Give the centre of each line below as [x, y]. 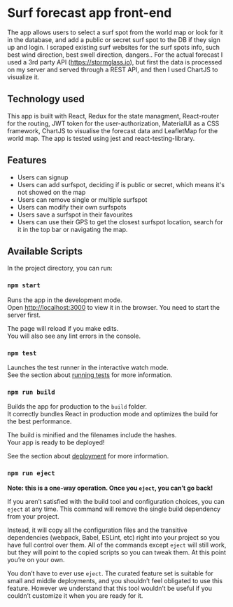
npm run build [31, 392]
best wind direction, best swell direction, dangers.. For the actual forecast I [115, 55]
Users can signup [43, 177]
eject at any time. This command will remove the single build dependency [114, 509]
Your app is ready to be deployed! [56, 442]
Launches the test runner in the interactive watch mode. [88, 367]
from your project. [33, 516]
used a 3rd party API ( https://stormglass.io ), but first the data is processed [115, 62]
